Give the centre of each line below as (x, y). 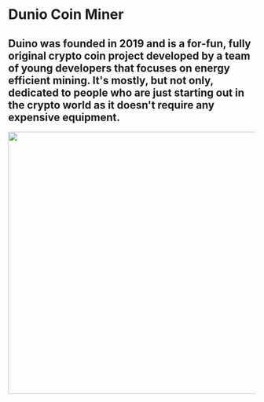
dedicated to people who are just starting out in (126, 92)
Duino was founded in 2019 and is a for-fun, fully (130, 44)
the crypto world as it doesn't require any (111, 105)
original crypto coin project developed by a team (129, 55)
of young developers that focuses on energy (119, 68)
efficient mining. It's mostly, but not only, (111, 80)
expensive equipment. (64, 117)
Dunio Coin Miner (66, 15)
